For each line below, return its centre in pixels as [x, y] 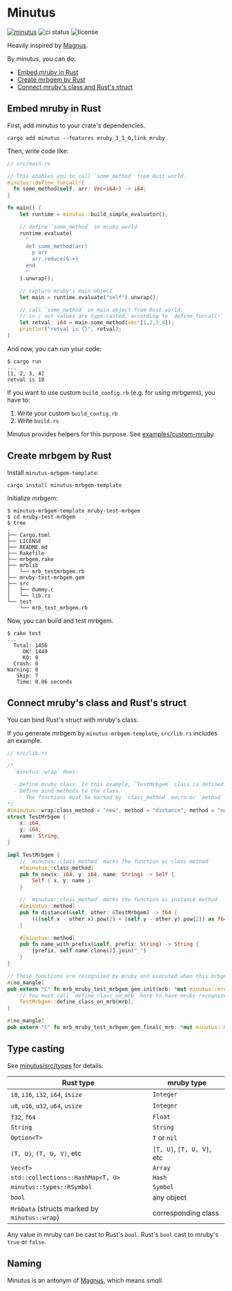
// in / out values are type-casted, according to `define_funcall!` [122, 317]
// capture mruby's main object [66, 291]
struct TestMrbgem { [37, 817]
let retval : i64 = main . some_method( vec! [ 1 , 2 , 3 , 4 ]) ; [97, 323]
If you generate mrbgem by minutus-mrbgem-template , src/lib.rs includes [112, 733]
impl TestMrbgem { [33, 855]
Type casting [36, 1049]
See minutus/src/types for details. [55, 1065]
